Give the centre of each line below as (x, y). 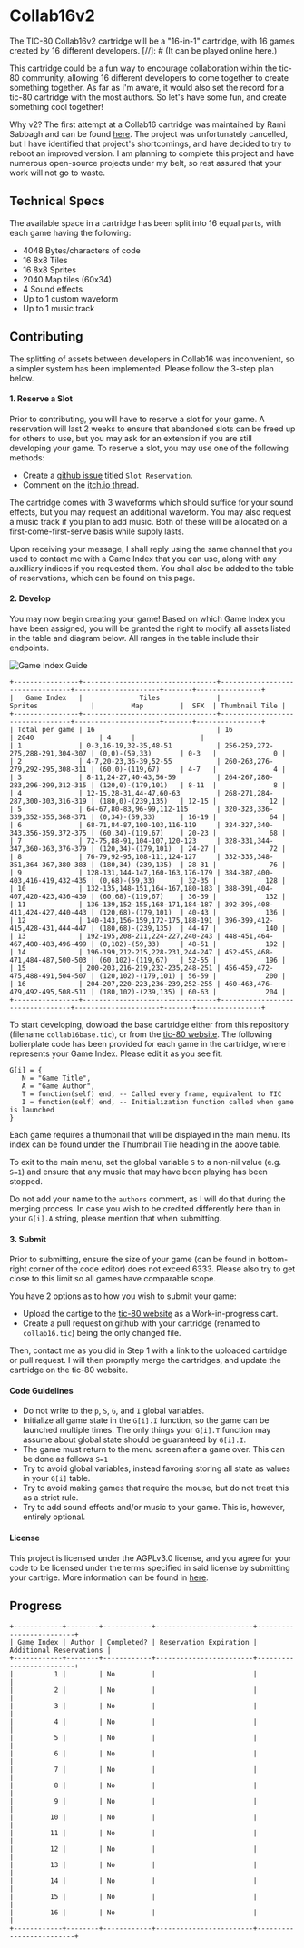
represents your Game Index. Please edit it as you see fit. (116, 1053)
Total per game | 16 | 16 (125, 729)
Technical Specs (58, 201)
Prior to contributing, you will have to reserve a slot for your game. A (137, 419)
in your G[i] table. (56, 1478)
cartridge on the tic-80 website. (69, 1370)
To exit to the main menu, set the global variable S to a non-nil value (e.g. (146, 1162)
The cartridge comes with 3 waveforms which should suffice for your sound (152, 502)
